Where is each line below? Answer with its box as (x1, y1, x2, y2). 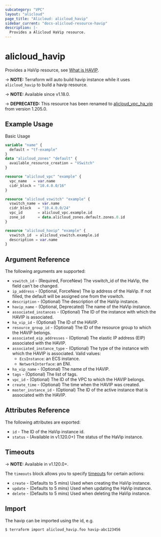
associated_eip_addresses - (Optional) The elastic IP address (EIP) (12, 335, 145, 341)
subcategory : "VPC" (5, 7, 45, 12)
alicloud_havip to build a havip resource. (5, 82, 88, 88)
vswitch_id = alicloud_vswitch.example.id (9, 233, 99, 238)
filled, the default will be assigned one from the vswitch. (12, 293, 125, 299)
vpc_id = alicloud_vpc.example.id (9, 210, 92, 215)
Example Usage (5, 120, 54, 129)
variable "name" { (5, 142, 42, 147)
